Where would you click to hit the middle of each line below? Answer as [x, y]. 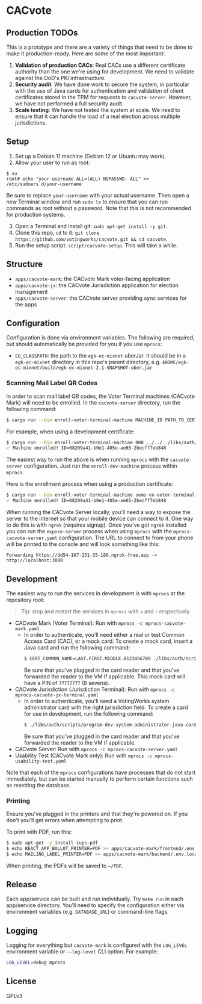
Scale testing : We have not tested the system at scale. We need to [97, 110]
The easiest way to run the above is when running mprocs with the [87, 460]
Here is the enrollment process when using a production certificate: [90, 484]
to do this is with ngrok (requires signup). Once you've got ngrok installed [96, 525]
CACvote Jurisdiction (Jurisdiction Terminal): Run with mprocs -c [95, 689]
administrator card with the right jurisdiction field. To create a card [106, 707]
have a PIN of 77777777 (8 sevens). [67, 683]
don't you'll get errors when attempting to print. [65, 820]
